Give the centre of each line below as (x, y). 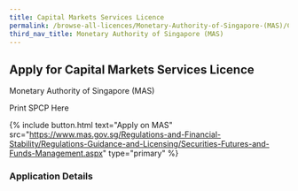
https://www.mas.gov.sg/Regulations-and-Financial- (125, 134)
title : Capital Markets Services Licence (87, 17)
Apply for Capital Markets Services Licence (132, 69)
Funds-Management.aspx (56, 153)
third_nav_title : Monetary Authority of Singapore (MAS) (117, 34)
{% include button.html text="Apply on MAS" (91, 126)
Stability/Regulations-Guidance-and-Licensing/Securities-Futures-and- (140, 144)
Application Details (51, 176)
